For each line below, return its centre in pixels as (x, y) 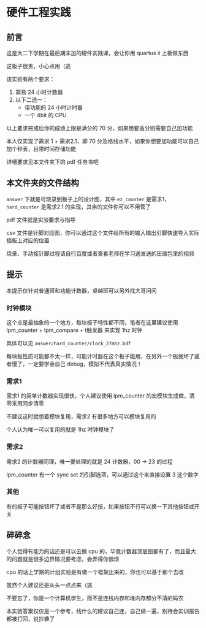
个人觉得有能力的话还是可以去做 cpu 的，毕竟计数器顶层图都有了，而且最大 (101, 551)
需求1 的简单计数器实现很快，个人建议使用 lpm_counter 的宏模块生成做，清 (101, 396)
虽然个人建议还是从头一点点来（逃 (49, 585)
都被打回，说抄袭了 (31, 618)
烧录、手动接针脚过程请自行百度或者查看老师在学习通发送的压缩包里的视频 (100, 253)
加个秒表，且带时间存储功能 (41, 149)
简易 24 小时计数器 (39, 92)
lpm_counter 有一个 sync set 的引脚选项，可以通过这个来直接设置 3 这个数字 (103, 474)
